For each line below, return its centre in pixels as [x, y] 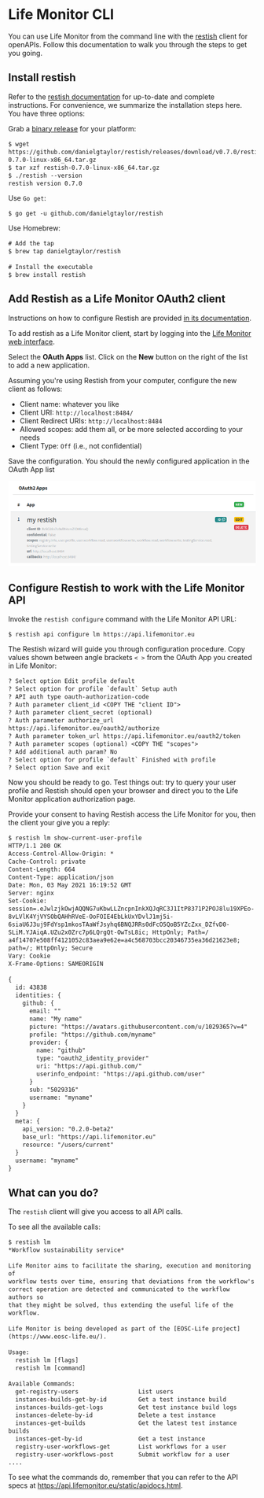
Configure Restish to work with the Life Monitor [126, 588]
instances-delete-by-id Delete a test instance [115, 1415]
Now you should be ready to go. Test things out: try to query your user [122, 782]
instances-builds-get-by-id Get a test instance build [121, 1400]
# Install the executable [50, 267]
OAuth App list [31, 469]
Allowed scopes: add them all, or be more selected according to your [131, 429]
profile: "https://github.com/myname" [92, 1035]
